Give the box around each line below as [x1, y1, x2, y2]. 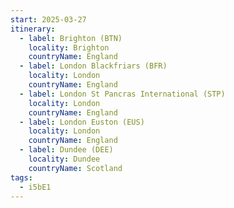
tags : [10, 172, 33, 183]
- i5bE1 [19, 182, 52, 192]
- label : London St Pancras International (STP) [19, 89, 226, 99]
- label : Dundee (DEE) [19, 145, 114, 155]
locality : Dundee [28, 154, 101, 164]
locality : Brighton [28, 42, 110, 53]
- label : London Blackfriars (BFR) [19, 61, 168, 71]
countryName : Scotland [28, 163, 123, 173]
